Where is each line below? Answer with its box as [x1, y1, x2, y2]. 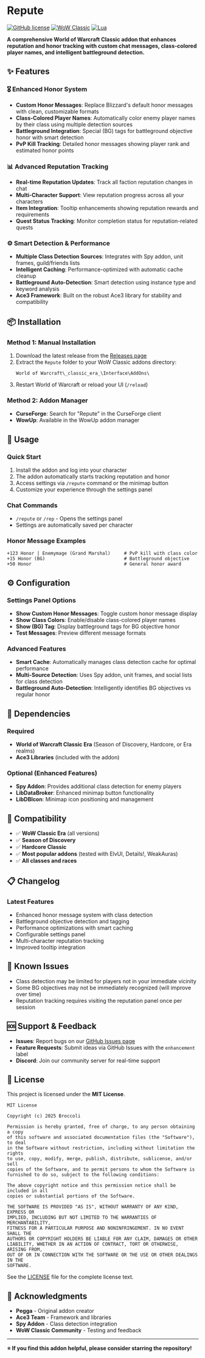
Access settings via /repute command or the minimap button [15, 479, 169, 486]
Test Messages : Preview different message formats [15, 629, 147, 637]
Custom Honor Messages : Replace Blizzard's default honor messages [15, 101, 193, 109]
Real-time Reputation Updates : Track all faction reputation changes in [15, 178, 193, 186]
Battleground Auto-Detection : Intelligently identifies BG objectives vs [15, 684, 191, 692]
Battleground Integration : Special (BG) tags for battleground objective [15, 127, 193, 134]
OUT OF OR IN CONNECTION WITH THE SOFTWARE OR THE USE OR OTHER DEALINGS [7, 1252, 198, 1258]
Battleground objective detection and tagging [15, 917, 130, 925]
